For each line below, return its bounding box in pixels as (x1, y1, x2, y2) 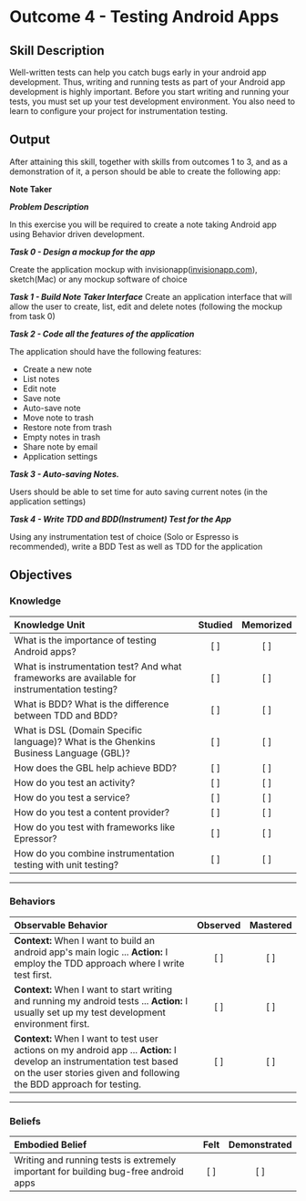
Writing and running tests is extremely (14, 1154, 177, 1166)
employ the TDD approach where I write (14, 957, 185, 969)
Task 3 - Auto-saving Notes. (9, 468, 120, 480)
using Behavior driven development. (9, 228, 146, 239)
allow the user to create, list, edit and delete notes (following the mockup (9, 301, 283, 312)
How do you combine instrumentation (14, 846, 175, 859)
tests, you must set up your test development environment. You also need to (9, 96, 296, 107)
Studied (198, 618, 233, 631)
